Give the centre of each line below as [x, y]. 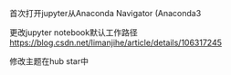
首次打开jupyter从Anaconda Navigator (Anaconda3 [105, 13]
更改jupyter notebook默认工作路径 [74, 33]
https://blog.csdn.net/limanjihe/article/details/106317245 [115, 42]
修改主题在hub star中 [49, 61]
